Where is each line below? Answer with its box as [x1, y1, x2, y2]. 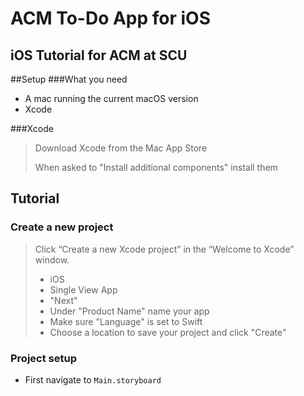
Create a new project [10, 220, 114, 234]
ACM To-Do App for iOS [10, 7, 212, 30]
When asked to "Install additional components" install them [34, 162, 278, 173]
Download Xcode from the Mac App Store [34, 142, 208, 154]
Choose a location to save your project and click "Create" [49, 326, 287, 338]
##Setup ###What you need [10, 73, 128, 85]
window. [34, 253, 70, 266]
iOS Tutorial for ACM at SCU [10, 47, 188, 64]
